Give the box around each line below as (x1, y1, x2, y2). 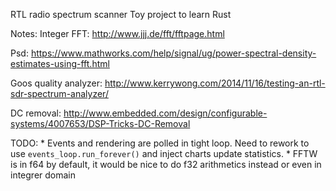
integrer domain (10, 169, 77, 181)
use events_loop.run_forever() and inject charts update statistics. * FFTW (10, 148, 318, 159)
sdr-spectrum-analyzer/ (10, 88, 109, 99)
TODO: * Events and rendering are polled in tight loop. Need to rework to (10, 137, 310, 149)
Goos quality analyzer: (10, 77, 103, 89)
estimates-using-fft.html (10, 58, 110, 69)
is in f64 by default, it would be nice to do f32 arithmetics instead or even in (10, 159, 322, 170)
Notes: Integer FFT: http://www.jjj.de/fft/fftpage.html (10, 28, 225, 39)
